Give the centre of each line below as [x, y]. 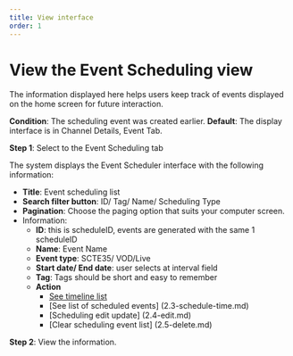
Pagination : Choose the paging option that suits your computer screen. [154, 211]
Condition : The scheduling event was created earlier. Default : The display [146, 121]
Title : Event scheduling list [71, 192]
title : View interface [51, 17]
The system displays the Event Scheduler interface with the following [137, 165]
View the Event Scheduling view [131, 70]
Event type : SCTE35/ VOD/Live [93, 259]
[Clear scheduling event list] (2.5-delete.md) [130, 325]
